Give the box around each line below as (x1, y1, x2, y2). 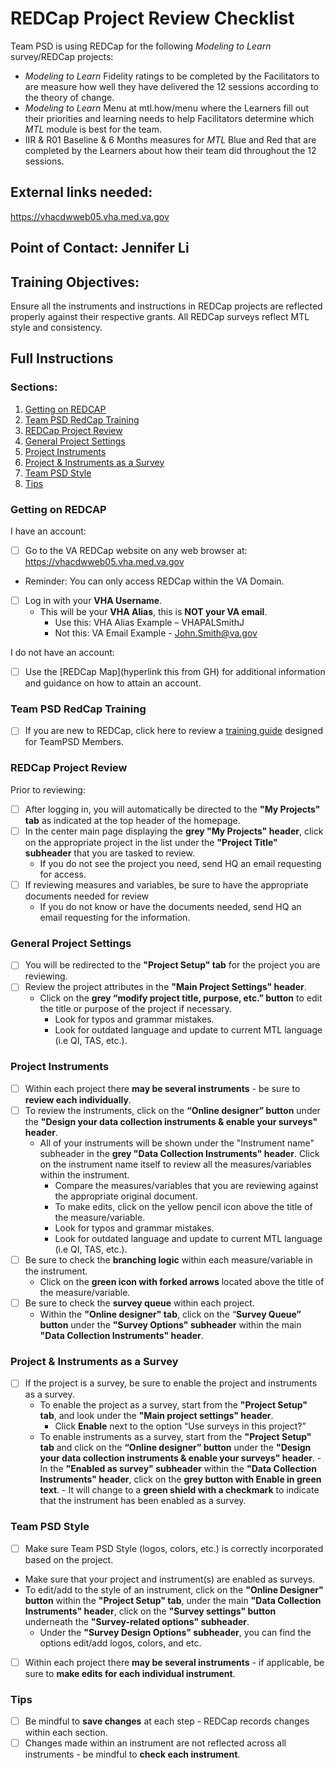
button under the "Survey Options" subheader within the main (39, 1318, 302, 1331)
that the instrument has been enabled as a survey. (39, 1495, 247, 1507)
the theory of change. (24, 91, 115, 103)
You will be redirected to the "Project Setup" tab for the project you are (24, 959, 321, 971)
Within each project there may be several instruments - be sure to (24, 1082, 301, 1094)
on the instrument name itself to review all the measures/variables (39, 1158, 312, 1170)
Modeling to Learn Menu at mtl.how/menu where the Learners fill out (24, 102, 310, 114)
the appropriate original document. (54, 1190, 198, 1202)
